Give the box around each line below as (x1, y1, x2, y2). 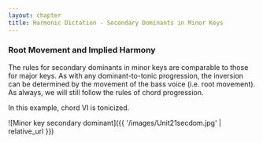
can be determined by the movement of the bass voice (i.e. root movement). (8, 79, 256, 89)
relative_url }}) (8, 126, 54, 136)
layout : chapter (8, 11, 61, 20)
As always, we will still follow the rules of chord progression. (8, 87, 204, 97)
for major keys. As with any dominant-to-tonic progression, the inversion (8, 71, 244, 80)
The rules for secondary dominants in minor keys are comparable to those (8, 62, 249, 71)
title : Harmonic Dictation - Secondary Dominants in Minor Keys (8, 19, 224, 27)
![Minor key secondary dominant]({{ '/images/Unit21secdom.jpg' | (8, 118, 222, 127)
